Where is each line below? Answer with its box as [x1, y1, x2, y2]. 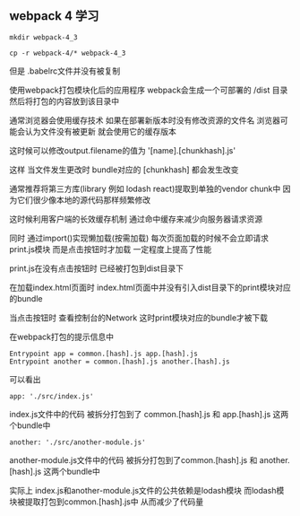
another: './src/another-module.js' [9, 438, 146, 447]
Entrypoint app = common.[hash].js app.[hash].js [9, 349, 199, 358]
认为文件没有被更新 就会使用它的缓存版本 [24, 126, 176, 136]
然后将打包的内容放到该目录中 [9, 95, 119, 106]
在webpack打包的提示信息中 [9, 331, 115, 342]
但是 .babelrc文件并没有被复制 [9, 66, 121, 76]
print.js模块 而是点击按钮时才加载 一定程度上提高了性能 [9, 243, 212, 254]
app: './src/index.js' [9, 391, 94, 401]
